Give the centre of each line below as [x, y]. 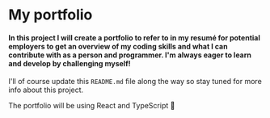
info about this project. [46, 90]
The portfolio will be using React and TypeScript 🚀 [92, 106]
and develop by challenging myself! [70, 63]
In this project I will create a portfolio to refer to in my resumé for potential [134, 37]
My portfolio [51, 15]
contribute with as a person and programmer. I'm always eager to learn [130, 55]
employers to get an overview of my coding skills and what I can [118, 46]
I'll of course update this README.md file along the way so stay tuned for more [135, 82]
